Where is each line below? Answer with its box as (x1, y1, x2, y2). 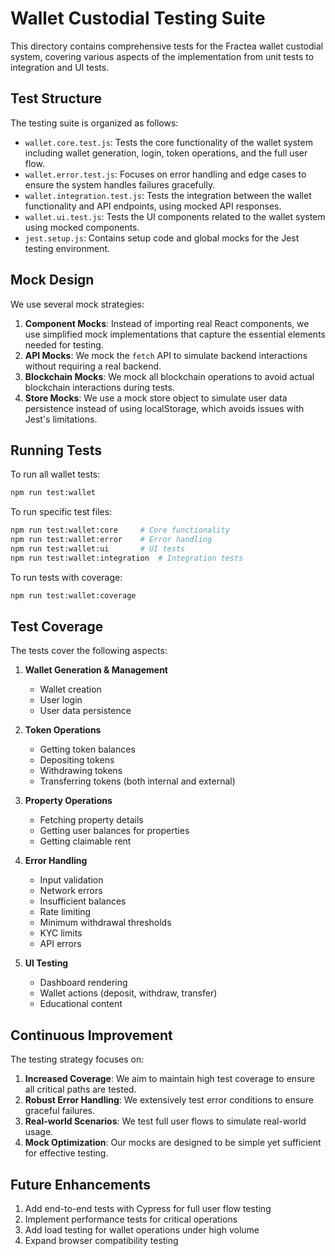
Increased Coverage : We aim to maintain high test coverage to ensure (24, 1073, 316, 1085)
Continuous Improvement (10, 1027, 173, 1044)
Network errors (39, 885, 103, 897)
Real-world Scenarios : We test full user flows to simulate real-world (24, 1115, 307, 1127)
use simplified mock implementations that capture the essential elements (24, 328, 326, 340)
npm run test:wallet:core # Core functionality (10, 525, 230, 536)
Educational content (39, 998, 123, 1010)
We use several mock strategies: (10, 298, 145, 310)
